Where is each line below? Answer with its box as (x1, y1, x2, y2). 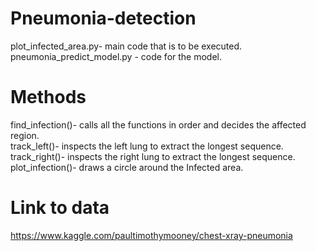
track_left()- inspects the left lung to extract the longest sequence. (10, 140, 284, 152)
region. (10, 129, 40, 141)
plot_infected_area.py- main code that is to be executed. (10, 40, 243, 52)
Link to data (10, 197, 110, 219)
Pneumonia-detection (10, 7, 197, 30)
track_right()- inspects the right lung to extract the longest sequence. (10, 150, 296, 162)
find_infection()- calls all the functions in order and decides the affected (10, 118, 307, 131)
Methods (10, 86, 87, 109)
